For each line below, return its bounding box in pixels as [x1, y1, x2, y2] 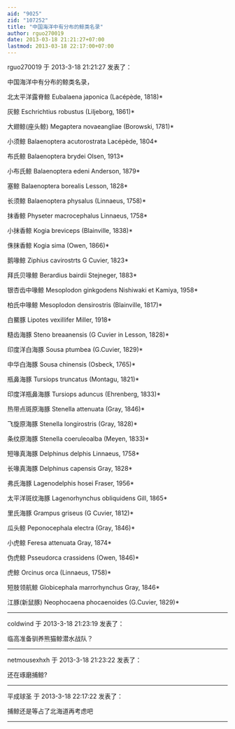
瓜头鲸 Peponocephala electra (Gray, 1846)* [7, 524, 135, 532]
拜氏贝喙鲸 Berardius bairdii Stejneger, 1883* [7, 271, 138, 279]
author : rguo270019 [7, 29, 64, 37]
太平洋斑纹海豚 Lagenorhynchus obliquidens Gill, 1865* [7, 494, 168, 502]
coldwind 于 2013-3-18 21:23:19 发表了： [7, 620, 124, 628]
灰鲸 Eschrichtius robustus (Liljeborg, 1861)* [7, 108, 135, 115]
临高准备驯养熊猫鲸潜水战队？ [7, 635, 93, 642]
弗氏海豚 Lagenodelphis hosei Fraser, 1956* [7, 479, 134, 487]
